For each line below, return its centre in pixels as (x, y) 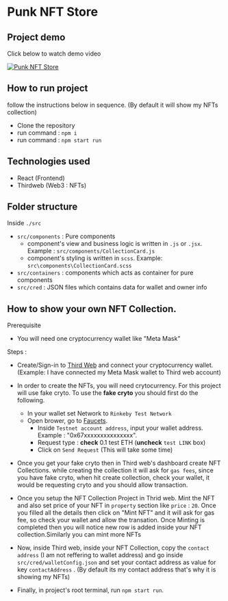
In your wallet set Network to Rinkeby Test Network (100, 413)
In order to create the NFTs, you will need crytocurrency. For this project (119, 386)
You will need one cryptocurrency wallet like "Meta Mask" (99, 339)
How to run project (48, 89)
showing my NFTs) (43, 577)
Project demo (36, 37)
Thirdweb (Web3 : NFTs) (52, 185)
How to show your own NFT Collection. (92, 309)
